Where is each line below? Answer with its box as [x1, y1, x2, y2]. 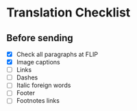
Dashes [16, 73, 38, 82]
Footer [16, 89, 36, 97]
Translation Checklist [6, 5, 131, 21]
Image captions [16, 58, 60, 66]
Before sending [6, 32, 73, 44]
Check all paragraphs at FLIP [16, 50, 99, 58]
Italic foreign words [16, 81, 71, 90]
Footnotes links [16, 97, 60, 105]
